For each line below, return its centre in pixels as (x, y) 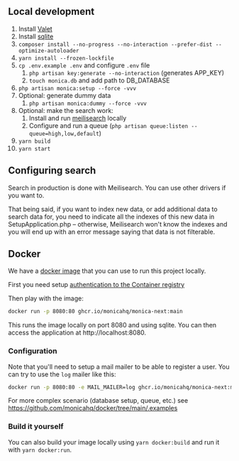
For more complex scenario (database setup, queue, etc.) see (98, 401)
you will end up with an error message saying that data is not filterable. (112, 232)
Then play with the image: (46, 298)
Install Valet (35, 28)
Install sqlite (36, 36)
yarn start (34, 148)
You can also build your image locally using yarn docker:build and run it (114, 442)
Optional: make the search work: (66, 110)
